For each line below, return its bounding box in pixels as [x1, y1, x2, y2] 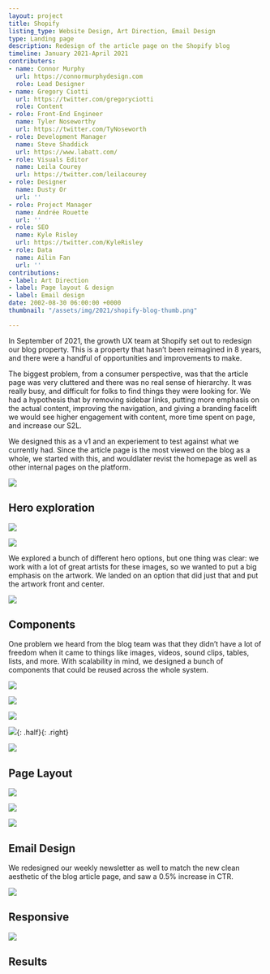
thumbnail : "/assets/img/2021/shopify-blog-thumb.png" [8, 306, 198, 314]
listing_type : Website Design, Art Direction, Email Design [8, 27, 216, 35]
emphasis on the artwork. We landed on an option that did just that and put [8, 570, 259, 580]
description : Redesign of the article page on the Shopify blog [8, 42, 230, 50]
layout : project [8, 11, 63, 20]
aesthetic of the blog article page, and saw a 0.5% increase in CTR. [8, 872, 234, 881]
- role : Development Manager [8, 132, 107, 141]
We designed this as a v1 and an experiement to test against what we [8, 436, 239, 446]
